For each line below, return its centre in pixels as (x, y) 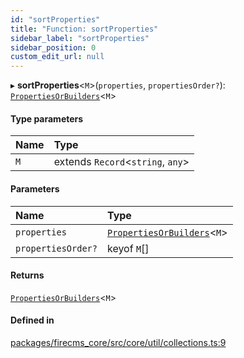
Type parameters (47, 118)
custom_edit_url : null (57, 57)
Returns (27, 275)
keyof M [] (128, 248)
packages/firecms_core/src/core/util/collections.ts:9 (118, 342)
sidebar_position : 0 (53, 47)
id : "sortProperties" (55, 19)
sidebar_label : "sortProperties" (80, 38)
